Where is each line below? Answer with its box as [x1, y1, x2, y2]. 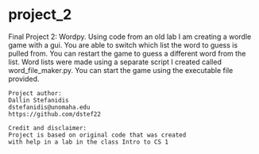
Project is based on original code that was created [8, 131, 187, 139]
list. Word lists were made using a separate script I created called [8, 57, 222, 67]
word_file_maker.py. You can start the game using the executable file [8, 65, 234, 75]
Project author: [8, 89, 62, 97]
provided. [8, 74, 40, 83]
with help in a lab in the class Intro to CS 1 [8, 137, 169, 146]
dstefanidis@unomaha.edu [8, 103, 91, 111]
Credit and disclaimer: [8, 124, 87, 132]
